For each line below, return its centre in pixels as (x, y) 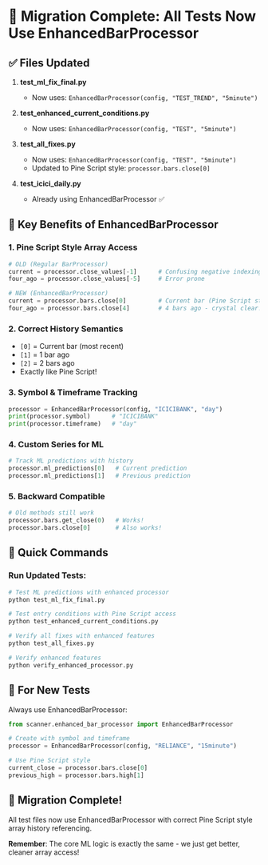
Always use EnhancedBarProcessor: (68, 709)
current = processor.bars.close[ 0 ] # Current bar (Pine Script (130, 301)
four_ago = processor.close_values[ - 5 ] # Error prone (106, 279)
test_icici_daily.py (50, 184)
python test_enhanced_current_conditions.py (83, 622)
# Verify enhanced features (55, 658)
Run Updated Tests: (47, 575)
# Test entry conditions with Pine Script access (93, 614)
